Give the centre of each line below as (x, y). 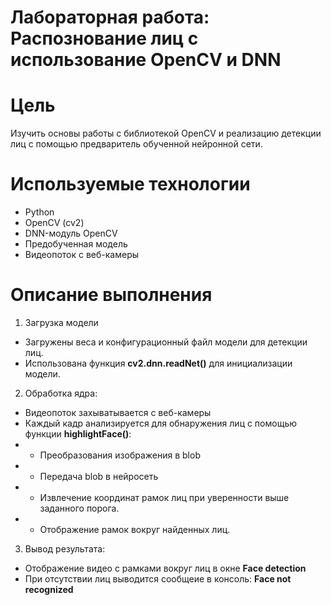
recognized (49, 589)
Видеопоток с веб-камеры (82, 255)
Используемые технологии (130, 184)
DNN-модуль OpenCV (71, 233)
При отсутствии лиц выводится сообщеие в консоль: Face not (158, 579)
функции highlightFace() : (78, 434)
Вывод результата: (65, 549)
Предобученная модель (76, 244)
